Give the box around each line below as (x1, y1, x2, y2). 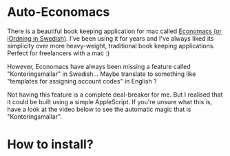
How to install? (7, 137, 94, 153)
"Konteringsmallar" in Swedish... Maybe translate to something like (7, 70, 196, 78)
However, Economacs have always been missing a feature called (7, 62, 191, 70)
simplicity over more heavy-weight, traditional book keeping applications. (7, 41, 216, 50)
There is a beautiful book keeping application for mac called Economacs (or (7, 27, 222, 35)
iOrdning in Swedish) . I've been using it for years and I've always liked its (7, 34, 214, 42)
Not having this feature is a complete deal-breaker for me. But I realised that (7, 90, 223, 99)
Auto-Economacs (7, 4, 110, 20)
